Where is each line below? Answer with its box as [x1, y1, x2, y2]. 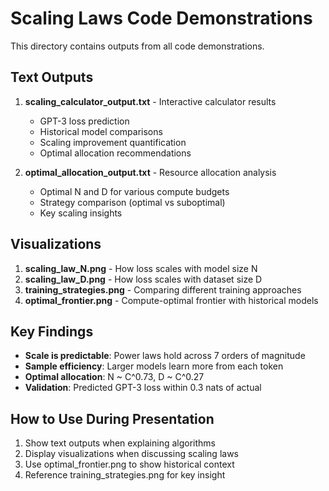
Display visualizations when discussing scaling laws [24, 448, 239, 460]
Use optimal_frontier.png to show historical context [24, 458, 235, 471]
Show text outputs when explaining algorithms [24, 437, 217, 449]
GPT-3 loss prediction [39, 115, 130, 127]
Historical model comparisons [39, 125, 163, 137]
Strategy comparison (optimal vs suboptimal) [39, 196, 226, 208]
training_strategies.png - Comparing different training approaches [24, 283, 302, 296]
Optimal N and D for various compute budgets [39, 185, 230, 197]
